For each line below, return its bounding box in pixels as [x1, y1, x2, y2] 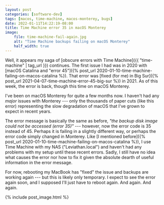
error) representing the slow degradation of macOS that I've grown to [5, 103, 145, 109]
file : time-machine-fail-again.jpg [14, 35, 87, 40]
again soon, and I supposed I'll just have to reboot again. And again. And [5, 179, 151, 185]
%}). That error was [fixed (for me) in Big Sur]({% [58, 73, 159, 78]
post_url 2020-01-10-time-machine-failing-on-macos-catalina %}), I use [5, 138, 151, 145]
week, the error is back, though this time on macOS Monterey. [5, 83, 131, 89]
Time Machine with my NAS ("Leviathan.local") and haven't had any [5, 144, 142, 150]
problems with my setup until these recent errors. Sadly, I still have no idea [5, 149, 156, 155]
